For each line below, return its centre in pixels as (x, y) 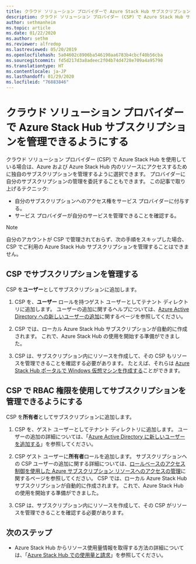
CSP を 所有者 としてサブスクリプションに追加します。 (71, 417)
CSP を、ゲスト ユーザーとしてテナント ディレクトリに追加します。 (95, 429)
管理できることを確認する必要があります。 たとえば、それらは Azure (107, 363)
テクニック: (35, 188)
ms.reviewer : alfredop (34, 44)
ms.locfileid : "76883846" (37, 82)
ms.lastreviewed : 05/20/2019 (41, 50)
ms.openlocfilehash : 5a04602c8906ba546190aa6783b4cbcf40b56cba (85, 55)
